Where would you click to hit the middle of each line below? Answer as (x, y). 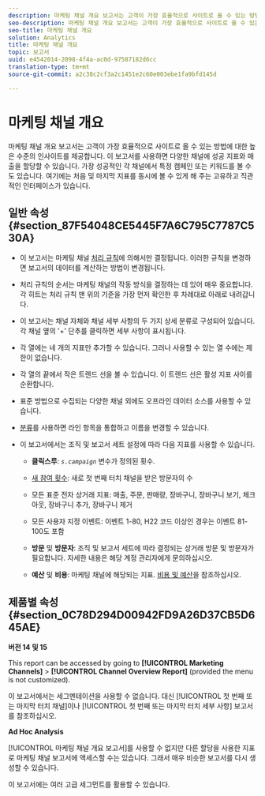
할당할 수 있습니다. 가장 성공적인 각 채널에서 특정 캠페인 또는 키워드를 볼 (133, 166)
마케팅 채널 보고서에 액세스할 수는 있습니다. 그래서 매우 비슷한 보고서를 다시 (132, 758)
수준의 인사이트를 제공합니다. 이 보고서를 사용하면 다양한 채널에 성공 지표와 (131, 156)
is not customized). (39, 680)
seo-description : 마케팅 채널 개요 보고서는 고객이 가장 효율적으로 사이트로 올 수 (127, 23)
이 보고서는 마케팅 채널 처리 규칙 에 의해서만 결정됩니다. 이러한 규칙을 (125, 258)
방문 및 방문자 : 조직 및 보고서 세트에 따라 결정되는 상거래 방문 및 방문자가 (143, 548)
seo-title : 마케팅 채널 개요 (50, 30)
